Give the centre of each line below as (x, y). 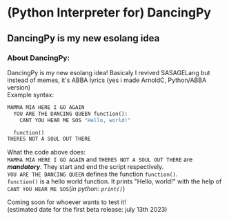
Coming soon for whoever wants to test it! (67, 202)
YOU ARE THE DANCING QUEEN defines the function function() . (92, 174)
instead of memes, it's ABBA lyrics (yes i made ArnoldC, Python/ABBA (107, 80)
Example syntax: (30, 94)
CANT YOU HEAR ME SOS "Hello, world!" (75, 120)
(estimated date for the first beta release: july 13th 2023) (87, 210)
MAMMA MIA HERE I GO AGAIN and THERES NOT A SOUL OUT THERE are (100, 159)
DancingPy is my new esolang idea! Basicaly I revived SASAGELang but (109, 72)
